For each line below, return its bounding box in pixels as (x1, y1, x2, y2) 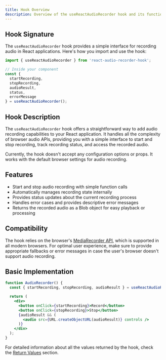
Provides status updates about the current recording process (12, 194, 137, 200)
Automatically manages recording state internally (12, 189, 113, 195)
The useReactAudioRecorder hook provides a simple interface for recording (5, 43, 157, 49)
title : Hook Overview (5, 7, 50, 12)
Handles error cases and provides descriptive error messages (12, 200, 139, 205)
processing (12, 210, 36, 216)
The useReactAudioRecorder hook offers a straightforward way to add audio (5, 126, 158, 131)
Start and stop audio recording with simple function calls (12, 184, 127, 190)
